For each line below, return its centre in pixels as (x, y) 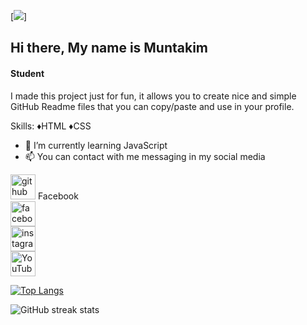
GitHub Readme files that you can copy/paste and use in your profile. (152, 106)
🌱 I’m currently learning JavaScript (96, 145)
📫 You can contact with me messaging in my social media (145, 156)
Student (27, 73)
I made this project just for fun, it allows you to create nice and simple (153, 96)
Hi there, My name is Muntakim (109, 48)
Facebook (58, 196)
